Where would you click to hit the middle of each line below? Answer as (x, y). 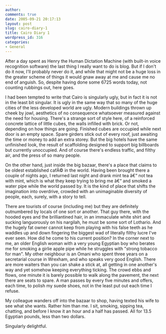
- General (15, 47)
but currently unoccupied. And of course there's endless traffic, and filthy (80, 150)
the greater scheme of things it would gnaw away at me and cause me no (80, 77)
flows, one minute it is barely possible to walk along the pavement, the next (82, 275)
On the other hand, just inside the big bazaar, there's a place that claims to (81, 165)
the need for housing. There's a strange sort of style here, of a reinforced (80, 118)
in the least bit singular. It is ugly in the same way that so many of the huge (81, 102)
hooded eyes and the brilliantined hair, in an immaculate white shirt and (78, 217)
